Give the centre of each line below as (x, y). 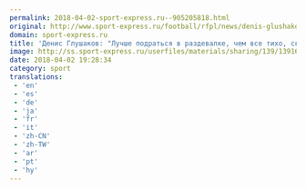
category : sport (40, 69)
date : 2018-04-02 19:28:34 (61, 60)
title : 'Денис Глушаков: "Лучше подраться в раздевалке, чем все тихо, (148, 43)
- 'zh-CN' (32, 136)
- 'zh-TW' (32, 144)
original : (28, 26)
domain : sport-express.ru (58, 35)
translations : (36, 77)
